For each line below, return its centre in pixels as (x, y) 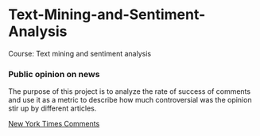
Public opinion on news (54, 74)
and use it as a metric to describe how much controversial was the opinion (130, 100)
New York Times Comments (54, 124)
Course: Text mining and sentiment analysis (80, 53)
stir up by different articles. (52, 108)
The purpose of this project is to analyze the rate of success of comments (130, 91)
